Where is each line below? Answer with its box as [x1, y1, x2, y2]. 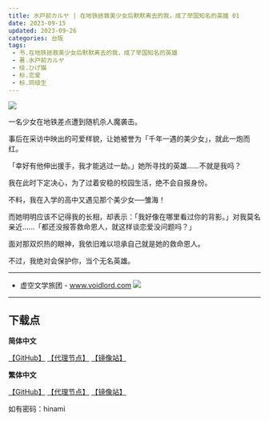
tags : [8, 42, 26, 50]
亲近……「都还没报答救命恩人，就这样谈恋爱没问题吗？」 [8, 222, 196, 231]
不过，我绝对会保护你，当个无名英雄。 [8, 255, 134, 265]
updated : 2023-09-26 [8, 26, 78, 34]
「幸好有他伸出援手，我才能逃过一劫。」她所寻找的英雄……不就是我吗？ [8, 161, 242, 170]
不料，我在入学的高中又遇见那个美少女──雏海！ [8, 194, 166, 204]
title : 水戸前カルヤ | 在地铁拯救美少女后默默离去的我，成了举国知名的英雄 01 [8, 11, 240, 20]
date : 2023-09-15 [8, 19, 66, 27]
